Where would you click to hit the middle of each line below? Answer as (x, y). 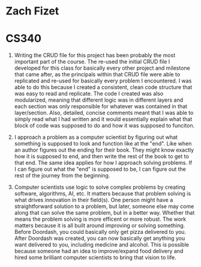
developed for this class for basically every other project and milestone (102, 68)
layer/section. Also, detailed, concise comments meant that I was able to (104, 113)
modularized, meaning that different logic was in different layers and (99, 100)
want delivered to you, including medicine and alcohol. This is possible (102, 245)
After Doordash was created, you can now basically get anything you (100, 238)
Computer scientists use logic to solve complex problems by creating (100, 187)
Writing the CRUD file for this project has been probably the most (94, 55)
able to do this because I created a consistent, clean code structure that (103, 87)
